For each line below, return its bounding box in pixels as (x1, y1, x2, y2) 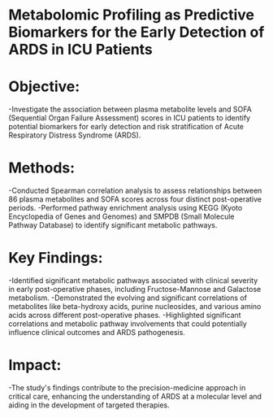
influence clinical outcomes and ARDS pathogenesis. (8, 328, 185, 337)
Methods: (8, 159, 76, 177)
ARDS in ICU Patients (8, 41, 153, 59)
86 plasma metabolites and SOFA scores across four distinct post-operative (8, 194, 262, 204)
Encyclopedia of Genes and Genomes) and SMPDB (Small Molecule (8, 211, 235, 221)
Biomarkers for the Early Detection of (8, 23, 265, 41)
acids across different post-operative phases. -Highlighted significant (8, 311, 241, 320)
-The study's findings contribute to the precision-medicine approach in (8, 382, 246, 392)
